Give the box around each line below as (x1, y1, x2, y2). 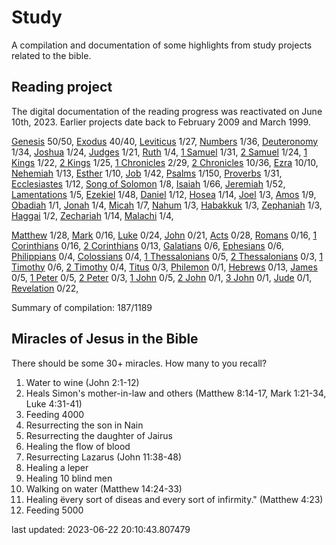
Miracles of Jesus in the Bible (11, 331, 199, 348)
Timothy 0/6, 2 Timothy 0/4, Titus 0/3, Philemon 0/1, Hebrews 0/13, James (11, 261, 318, 273)
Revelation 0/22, (11, 282, 79, 294)
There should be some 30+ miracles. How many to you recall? (11, 357, 268, 369)
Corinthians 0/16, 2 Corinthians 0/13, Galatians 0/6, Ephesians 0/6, (11, 239, 284, 251)
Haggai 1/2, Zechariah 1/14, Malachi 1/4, (11, 209, 174, 221)
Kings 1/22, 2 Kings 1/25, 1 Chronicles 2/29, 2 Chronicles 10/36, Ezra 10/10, (11, 156, 319, 168)
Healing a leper (25, 461, 89, 473)
